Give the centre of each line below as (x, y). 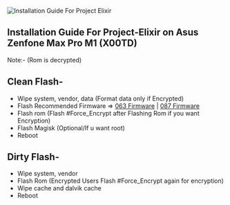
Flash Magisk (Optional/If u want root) (71, 127)
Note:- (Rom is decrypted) (45, 60)
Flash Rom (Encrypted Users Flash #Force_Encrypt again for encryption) (121, 181)
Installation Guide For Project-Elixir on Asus (103, 32)
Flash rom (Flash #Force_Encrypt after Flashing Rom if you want (108, 113)
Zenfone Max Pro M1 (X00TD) (72, 43)
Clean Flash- (35, 82)
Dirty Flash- (33, 157)
